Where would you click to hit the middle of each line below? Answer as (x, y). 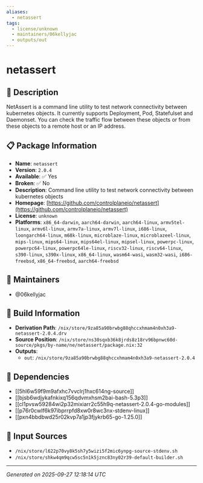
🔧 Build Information (43, 313)
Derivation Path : (36, 328)
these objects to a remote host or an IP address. (66, 126)
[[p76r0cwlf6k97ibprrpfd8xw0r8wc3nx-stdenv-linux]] (82, 411)
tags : (13, 23)
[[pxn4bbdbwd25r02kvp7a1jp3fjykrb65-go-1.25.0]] (79, 417)
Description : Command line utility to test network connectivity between (104, 190)
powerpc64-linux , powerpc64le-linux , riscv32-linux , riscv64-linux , (99, 248)
